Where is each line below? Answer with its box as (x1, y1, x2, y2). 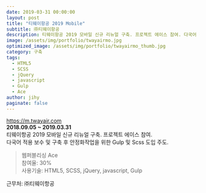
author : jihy (6, 94, 40, 100)
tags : (6, 55, 20, 61)
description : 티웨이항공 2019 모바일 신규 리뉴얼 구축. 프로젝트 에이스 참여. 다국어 (6, 32, 197, 38)
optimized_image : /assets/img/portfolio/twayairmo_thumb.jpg (6, 44, 166, 50)
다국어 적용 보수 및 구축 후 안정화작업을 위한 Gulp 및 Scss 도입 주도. (6, 138, 169, 146)
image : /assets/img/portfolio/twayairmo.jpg (6, 37, 122, 44)
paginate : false (6, 100, 48, 106)
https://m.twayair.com (6, 117, 62, 124)
